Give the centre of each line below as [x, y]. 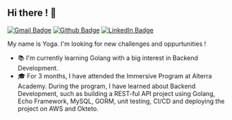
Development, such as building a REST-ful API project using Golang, [116, 93]
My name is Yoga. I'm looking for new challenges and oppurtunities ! [107, 44]
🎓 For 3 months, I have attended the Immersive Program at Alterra [115, 76]
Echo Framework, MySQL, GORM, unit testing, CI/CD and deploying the [121, 101]
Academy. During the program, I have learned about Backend [106, 86]
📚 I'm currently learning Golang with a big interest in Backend [108, 58]
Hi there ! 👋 [32, 13]
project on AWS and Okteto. [58, 108]
